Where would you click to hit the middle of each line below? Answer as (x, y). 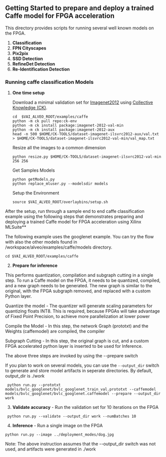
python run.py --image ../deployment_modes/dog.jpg (59, 435)
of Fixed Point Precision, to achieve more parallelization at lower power (78, 317)
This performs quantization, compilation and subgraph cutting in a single (79, 275)
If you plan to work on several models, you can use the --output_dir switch (82, 365)
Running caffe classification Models (50, 82)
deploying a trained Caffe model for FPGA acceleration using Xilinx (73, 222)
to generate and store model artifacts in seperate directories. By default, (79, 371)
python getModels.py (33, 180)
